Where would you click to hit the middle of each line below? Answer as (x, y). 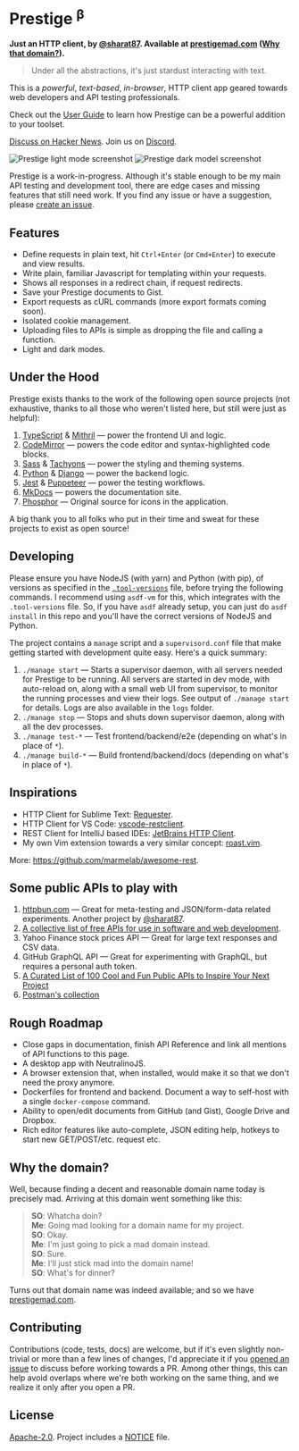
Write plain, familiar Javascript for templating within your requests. (144, 273)
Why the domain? (59, 1167)
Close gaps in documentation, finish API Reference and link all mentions (154, 1044)
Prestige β (47, 17)
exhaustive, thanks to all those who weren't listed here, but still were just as (148, 408)
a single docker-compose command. (86, 1102)
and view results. (54, 264)
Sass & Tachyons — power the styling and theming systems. (133, 463)
